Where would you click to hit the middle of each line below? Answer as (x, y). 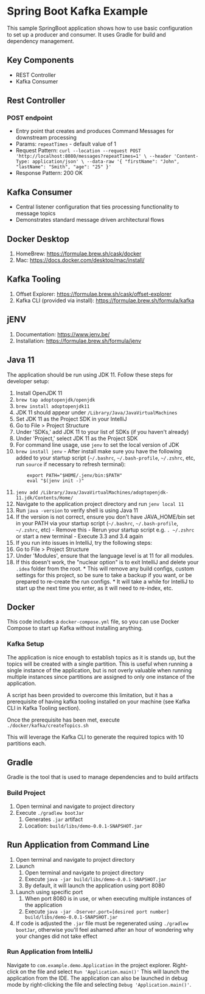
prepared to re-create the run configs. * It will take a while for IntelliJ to (105, 581)
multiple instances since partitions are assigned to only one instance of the (101, 676)
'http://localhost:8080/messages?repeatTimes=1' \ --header (93, 157)
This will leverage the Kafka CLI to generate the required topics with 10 (96, 737)
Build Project (26, 793)
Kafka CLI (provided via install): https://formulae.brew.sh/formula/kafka (105, 300)
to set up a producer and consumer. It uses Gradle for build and (86, 34)
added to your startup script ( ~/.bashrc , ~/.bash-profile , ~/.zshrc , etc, (105, 458)
